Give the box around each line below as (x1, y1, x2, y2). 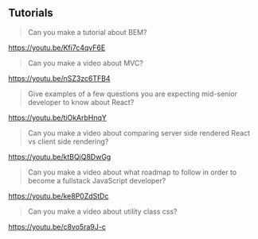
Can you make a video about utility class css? (27, 206, 178, 216)
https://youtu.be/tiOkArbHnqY (8, 113, 107, 122)
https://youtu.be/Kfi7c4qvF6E (8, 43, 106, 52)
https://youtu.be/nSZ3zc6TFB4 (8, 73, 111, 83)
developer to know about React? (27, 97, 135, 106)
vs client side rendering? (27, 137, 109, 146)
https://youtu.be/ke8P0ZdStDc (8, 191, 109, 201)
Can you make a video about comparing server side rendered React (27, 128, 251, 137)
